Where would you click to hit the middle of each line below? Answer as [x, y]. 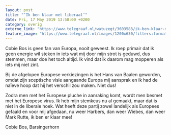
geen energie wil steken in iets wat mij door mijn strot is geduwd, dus [78, 54]
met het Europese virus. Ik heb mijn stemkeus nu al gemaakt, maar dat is [81, 101]
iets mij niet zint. [22, 65]
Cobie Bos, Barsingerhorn [32, 127]
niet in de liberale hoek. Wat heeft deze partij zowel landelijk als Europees [82, 106]
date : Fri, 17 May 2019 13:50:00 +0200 [48, 19]
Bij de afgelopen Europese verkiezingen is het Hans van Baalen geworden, [83, 74]
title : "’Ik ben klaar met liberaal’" [46, 15]
